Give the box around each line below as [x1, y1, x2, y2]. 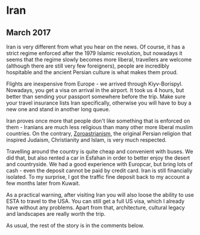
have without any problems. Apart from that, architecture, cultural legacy [6, 204, 185, 211]
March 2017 [6, 28, 51, 38]
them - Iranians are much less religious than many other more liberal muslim [6, 124, 193, 130]
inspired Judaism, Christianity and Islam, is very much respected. [6, 136, 167, 144]
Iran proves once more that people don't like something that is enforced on [6, 117, 190, 124]
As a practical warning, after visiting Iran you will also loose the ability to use [6, 191, 194, 198]
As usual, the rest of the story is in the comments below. [6, 222, 144, 229]
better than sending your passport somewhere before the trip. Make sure [6, 93, 186, 100]
